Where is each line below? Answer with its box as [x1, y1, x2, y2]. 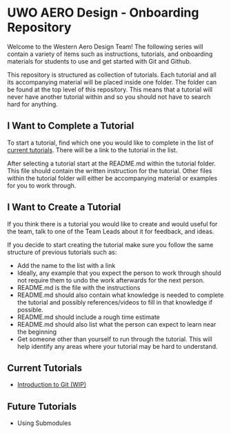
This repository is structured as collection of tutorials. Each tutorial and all [7, 71, 217, 79]
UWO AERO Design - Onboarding [7, 5, 199, 21]
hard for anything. [7, 100, 59, 108]
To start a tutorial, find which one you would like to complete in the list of [7, 138, 214, 147]
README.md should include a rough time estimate [17, 313, 160, 321]
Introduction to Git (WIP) [17, 381, 87, 389]
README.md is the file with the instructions [17, 283, 141, 291]
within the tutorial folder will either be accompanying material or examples [7, 174, 218, 182]
